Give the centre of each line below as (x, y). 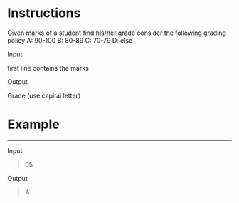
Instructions (44, 13)
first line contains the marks (48, 68)
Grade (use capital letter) (44, 95)
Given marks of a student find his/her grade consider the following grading (117, 33)
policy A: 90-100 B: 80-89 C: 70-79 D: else (70, 40)
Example (33, 124)
